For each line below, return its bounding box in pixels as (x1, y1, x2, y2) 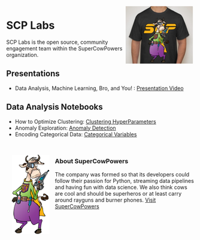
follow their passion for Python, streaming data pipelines (54, 177, 195, 184)
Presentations (6, 68, 60, 79)
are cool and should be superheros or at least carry (54, 190, 182, 197)
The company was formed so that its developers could (54, 170, 190, 178)
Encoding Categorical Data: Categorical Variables (14, 130, 137, 138)
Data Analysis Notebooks (6, 102, 103, 112)
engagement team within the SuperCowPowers (6, 44, 123, 52)
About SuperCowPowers (54, 157, 129, 166)
